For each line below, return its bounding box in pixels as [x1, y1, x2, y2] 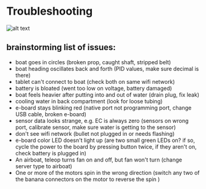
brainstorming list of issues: [6, 42, 116, 53]
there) [15, 72, 31, 79]
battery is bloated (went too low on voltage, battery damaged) [15, 84, 172, 92]
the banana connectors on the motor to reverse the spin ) [15, 176, 161, 183]
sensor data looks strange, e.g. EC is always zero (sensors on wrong [15, 117, 189, 124]
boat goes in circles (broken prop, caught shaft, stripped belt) [15, 58, 172, 65]
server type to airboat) [15, 162, 72, 169]
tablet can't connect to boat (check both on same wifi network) [15, 78, 175, 85]
